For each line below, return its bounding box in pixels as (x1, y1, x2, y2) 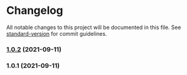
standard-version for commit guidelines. (6, 30, 107, 37)
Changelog (6, 4, 63, 18)
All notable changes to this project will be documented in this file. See (6, 24, 182, 31)
